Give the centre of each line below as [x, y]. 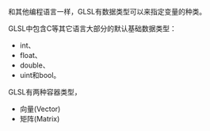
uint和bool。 [40, 75]
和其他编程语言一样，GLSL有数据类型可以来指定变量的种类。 [107, 12]
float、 [31, 55]
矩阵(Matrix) [40, 119]
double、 [34, 65]
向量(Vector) [40, 109]
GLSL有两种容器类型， [45, 92]
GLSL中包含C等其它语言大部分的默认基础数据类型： [92, 29]
